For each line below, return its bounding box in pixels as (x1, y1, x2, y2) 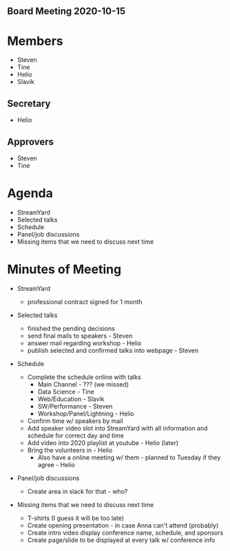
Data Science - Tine (37, 387, 94, 396)
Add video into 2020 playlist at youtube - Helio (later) (27, 438, 179, 446)
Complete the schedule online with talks (27, 373, 141, 381)
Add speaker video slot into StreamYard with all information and (27, 424, 208, 432)
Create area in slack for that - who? (27, 487, 128, 495)
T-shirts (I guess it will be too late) (27, 514, 125, 522)
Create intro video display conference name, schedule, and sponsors (27, 528, 224, 537)
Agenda (7, 186, 53, 202)
